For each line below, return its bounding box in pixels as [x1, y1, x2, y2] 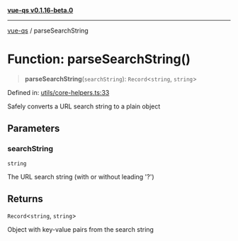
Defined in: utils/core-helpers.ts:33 [7, 88, 110, 96]
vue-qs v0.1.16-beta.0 [7, 6, 74, 14]
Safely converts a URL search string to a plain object [7, 102, 161, 111]
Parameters [7, 123, 60, 135]
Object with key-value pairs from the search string [7, 225, 154, 234]
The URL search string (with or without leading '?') [7, 172, 154, 181]
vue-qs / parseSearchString [7, 26, 89, 35]
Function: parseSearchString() [7, 51, 191, 67]
